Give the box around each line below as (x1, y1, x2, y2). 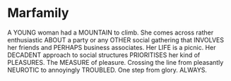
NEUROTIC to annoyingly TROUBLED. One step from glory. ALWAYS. (7, 66, 207, 74)
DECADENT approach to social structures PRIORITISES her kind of (7, 51, 201, 59)
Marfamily (7, 5, 69, 21)
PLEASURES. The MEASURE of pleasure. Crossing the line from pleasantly (7, 58, 224, 66)
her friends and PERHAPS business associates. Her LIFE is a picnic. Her (7, 43, 216, 51)
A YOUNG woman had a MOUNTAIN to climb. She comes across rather (7, 28, 214, 37)
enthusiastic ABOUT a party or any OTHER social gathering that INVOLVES (7, 35, 225, 44)
